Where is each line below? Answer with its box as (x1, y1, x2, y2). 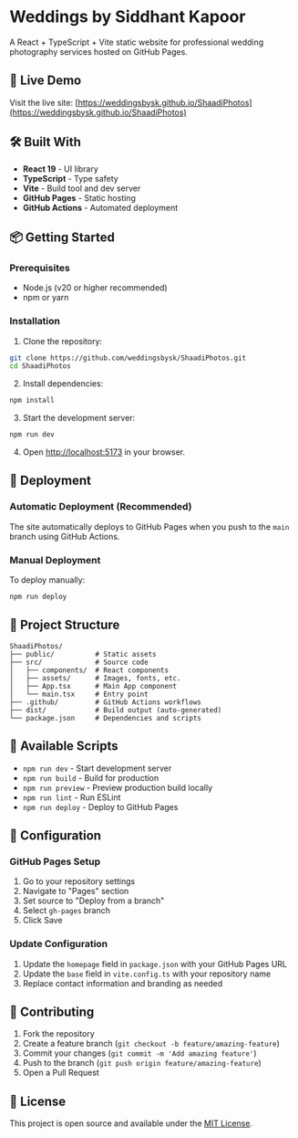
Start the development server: (22, 413, 136, 424)
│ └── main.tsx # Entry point (9, 690, 149, 699)
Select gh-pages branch (22, 905, 111, 916)
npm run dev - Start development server (22, 763, 172, 774)
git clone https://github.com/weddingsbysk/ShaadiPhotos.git (9, 353, 247, 363)
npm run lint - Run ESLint (22, 792, 121, 803)
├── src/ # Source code (9, 658, 149, 667)
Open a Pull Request (22, 1067, 100, 1079)
